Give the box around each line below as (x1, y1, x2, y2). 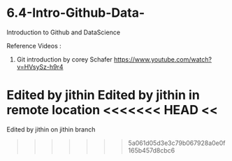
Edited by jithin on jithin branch (6, 125, 96, 134)
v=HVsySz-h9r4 (16, 62, 64, 71)
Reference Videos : (6, 41, 62, 50)
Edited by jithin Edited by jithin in (6, 87, 200, 103)
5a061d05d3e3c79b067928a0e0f (128, 139, 226, 147)
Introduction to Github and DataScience (6, 28, 120, 36)
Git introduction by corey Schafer (16, 55, 113, 64)
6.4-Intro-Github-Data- (6, 5, 145, 21)
